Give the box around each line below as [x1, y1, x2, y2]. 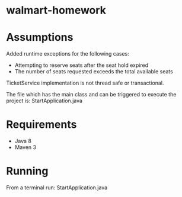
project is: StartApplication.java [6, 97, 83, 104]
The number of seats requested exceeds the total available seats [14, 68, 173, 75]
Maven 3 [14, 144, 37, 151]
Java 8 [14, 137, 31, 145]
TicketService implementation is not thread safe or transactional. [6, 79, 164, 86]
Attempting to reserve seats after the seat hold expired [14, 62, 149, 69]
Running [6, 164, 49, 178]
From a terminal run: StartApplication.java [6, 184, 108, 191]
